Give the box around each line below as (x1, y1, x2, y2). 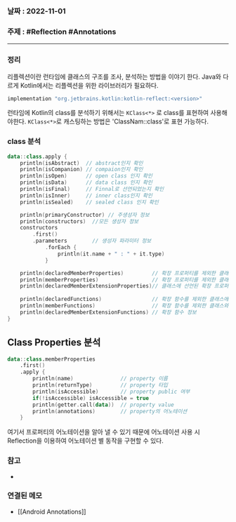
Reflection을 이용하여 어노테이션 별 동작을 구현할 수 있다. (7, 436, 164, 445)
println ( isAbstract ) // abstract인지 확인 (20, 159, 143, 166)
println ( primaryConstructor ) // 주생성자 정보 (20, 211, 150, 218)
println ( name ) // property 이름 (32, 375, 169, 382)
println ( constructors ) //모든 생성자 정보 (20, 217, 139, 225)
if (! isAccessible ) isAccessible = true (32, 394, 150, 401)
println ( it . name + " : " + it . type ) (57, 250, 165, 257)
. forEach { (44, 244, 77, 251)
